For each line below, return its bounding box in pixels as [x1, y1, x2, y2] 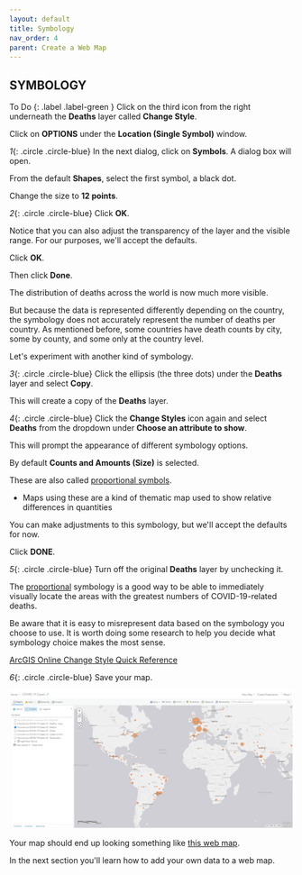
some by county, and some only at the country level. [9, 333, 205, 344]
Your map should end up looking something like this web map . [9, 837, 241, 848]
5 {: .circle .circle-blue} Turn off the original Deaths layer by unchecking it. [9, 564, 284, 575]
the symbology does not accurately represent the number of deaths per [9, 314, 276, 325]
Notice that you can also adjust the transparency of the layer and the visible [9, 225, 290, 236]
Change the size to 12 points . [9, 190, 119, 202]
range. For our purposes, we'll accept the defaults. [9, 235, 197, 246]
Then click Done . [9, 270, 73, 281]
